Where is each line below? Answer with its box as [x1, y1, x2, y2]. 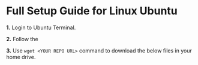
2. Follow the [6, 35, 38, 42]
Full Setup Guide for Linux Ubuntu [6, 4, 178, 18]
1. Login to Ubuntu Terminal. [6, 24, 76, 31]
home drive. [6, 53, 36, 60]
